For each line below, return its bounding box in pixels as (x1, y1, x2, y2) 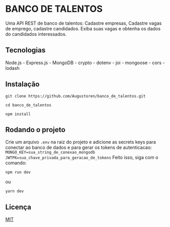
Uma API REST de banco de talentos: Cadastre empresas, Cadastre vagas (5, 20, 162, 26)
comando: (5, 160, 27, 166)
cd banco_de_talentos (5, 102, 52, 108)
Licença (5, 202, 32, 211)
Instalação (5, 80, 40, 89)
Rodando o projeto (5, 125, 66, 134)
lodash (5, 65, 20, 71)
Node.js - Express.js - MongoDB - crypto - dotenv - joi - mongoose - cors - (5, 60, 165, 66)
